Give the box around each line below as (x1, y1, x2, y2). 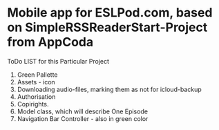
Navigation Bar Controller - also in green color (17, 114, 149, 122)
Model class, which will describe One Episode (17, 107, 149, 115)
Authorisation (17, 92, 56, 101)
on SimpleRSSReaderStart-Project (7, 19, 208, 35)
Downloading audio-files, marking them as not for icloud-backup (17, 85, 202, 93)
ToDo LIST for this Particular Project (7, 57, 109, 65)
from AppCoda (7, 35, 94, 50)
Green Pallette (17, 71, 58, 79)
